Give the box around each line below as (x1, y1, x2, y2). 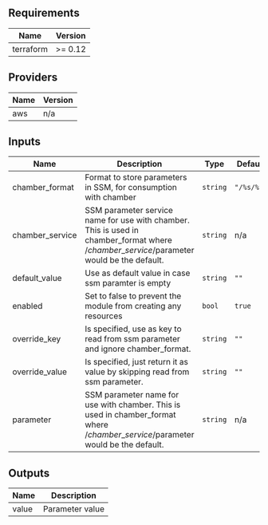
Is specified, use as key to (85, 323, 182, 334)
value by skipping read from (85, 366, 190, 377)
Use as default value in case (85, 267, 191, 278)
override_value (12, 366, 68, 377)
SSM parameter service (85, 205, 174, 216)
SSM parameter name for (85, 389, 179, 401)
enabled (12, 301, 43, 312)
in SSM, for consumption (85, 182, 178, 193)
